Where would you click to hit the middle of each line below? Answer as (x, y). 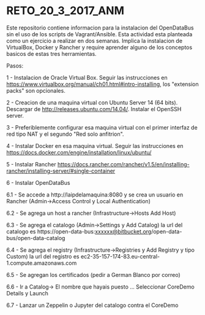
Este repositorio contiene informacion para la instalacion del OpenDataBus (100, 28)
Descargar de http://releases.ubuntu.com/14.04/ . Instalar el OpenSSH (94, 109)
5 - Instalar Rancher (31, 164)
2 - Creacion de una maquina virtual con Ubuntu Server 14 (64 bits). (92, 103)
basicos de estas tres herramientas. (51, 53)
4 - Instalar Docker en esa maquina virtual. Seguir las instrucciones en (95, 146)
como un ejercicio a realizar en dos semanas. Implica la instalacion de (94, 41)
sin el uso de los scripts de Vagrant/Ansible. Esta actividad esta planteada (99, 34)
